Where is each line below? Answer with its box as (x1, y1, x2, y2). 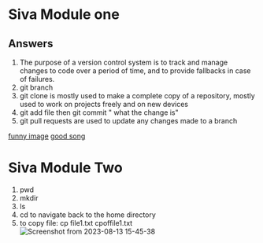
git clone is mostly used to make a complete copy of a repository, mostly (19, 91, 256, 100)
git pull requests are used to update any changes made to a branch (19, 116, 238, 125)
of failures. (19, 75, 55, 83)
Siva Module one (8, 6, 120, 24)
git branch (19, 83, 54, 92)
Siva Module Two (8, 159, 124, 177)
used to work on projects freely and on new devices (19, 100, 189, 109)
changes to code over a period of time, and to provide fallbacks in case (19, 66, 251, 75)
